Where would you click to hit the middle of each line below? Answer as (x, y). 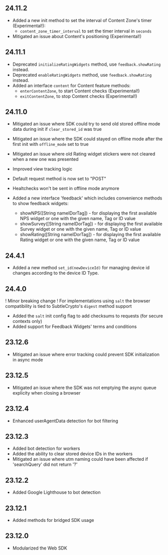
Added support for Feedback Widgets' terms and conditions (74, 327)
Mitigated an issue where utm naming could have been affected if (80, 459)
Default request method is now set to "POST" (59, 179)
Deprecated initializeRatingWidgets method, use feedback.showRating (87, 64)
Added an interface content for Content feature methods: (71, 85)
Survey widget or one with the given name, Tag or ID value (80, 229)
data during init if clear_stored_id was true (57, 129)
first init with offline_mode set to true (50, 144)
